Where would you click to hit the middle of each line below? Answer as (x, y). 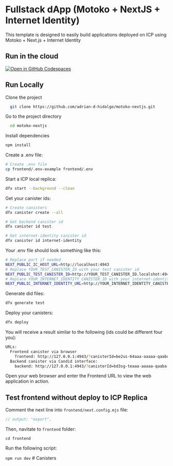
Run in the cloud (32, 56)
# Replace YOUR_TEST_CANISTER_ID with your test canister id (72, 269)
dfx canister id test (29, 227)
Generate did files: (25, 294)
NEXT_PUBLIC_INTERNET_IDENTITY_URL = (45, 284)
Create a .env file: (24, 155)
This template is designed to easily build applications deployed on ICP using (86, 34)
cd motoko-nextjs (29, 126)
